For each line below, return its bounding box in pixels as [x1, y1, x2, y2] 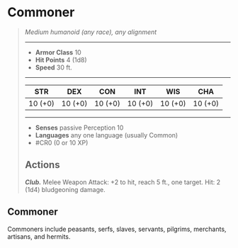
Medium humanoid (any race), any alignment [24, 28, 157, 36]
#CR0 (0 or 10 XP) [35, 138, 89, 147]
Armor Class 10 [35, 47, 81, 57]
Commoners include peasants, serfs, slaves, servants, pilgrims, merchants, [7, 225, 227, 233]
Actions [24, 159, 60, 171]
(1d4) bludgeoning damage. [24, 185, 106, 193]
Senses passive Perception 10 [35, 123, 124, 132]
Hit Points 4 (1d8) [35, 55, 87, 64]
